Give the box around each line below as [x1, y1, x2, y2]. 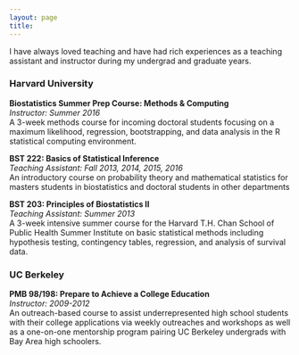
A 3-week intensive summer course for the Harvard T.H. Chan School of [9, 218, 275, 228]
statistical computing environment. [9, 136, 137, 146]
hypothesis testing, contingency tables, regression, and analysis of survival [9, 236, 287, 247]
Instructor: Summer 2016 [9, 107, 101, 118]
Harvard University [9, 78, 94, 90]
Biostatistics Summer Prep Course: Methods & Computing [9, 97, 229, 108]
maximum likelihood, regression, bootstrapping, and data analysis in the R [9, 126, 281, 136]
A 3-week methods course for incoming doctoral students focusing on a [9, 117, 275, 128]
